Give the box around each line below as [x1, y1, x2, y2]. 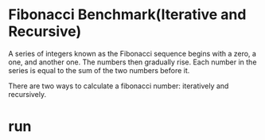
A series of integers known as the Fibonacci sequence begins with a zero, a [8, 49, 257, 58]
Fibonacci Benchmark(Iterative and [8, 6, 247, 24]
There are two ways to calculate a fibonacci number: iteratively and [8, 81, 229, 91]
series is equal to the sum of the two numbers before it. [8, 65, 190, 75]
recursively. [8, 89, 47, 99]
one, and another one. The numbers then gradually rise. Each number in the [8, 57, 257, 67]
